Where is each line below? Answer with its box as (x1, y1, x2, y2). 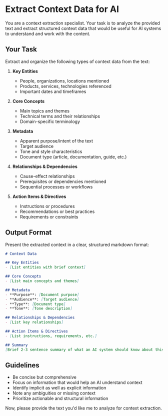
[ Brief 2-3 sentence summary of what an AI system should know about (5, 347, 153, 352)
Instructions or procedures (19, 203, 75, 209)
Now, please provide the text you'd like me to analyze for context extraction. (5, 405, 162, 411)
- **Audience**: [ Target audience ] (5, 296, 79, 302)
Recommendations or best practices (19, 208, 95, 214)
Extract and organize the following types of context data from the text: (5, 58, 150, 64)
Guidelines (5, 361, 39, 369)
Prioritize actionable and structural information (12, 395, 108, 401)
